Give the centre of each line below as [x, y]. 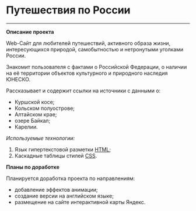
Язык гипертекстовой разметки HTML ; [63, 149]
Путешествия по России [68, 10]
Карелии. [26, 127]
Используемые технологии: [41, 138]
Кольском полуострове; [44, 108]
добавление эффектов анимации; [56, 189]
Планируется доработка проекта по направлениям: [71, 178]
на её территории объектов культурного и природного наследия [87, 73]
